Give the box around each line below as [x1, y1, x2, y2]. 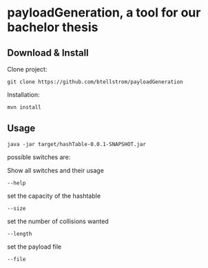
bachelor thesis [7, 19, 98, 35]
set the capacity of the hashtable [7, 192, 101, 200]
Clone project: [7, 65, 48, 73]
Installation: [7, 91, 40, 99]
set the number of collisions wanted [7, 217, 109, 225]
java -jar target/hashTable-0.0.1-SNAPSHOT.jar [7, 141, 147, 147]
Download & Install [7, 47, 90, 59]
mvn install [7, 104, 41, 111]
